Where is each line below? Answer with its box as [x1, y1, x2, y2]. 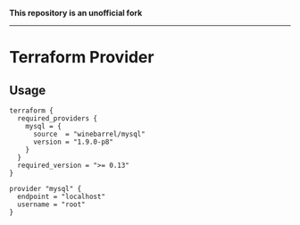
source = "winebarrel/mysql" [32, 129, 146, 138]
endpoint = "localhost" [17, 192, 105, 201]
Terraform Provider [9, 47, 154, 68]
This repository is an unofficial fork [9, 8, 143, 18]
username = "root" [17, 200, 87, 209]
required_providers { [17, 114, 98, 123]
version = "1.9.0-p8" [32, 137, 114, 146]
